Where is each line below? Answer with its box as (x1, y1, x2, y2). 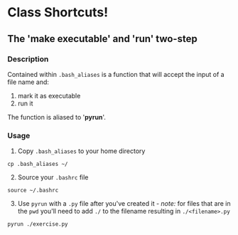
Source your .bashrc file (17, 173, 89, 182)
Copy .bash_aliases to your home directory (17, 147, 146, 155)
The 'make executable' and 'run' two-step (7, 33, 198, 45)
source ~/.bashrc (7, 187, 59, 194)
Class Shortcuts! (7, 4, 109, 21)
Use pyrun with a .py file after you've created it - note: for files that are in (17, 199, 231, 208)
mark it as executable (17, 91, 81, 100)
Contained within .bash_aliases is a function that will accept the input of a (7, 70, 225, 78)
